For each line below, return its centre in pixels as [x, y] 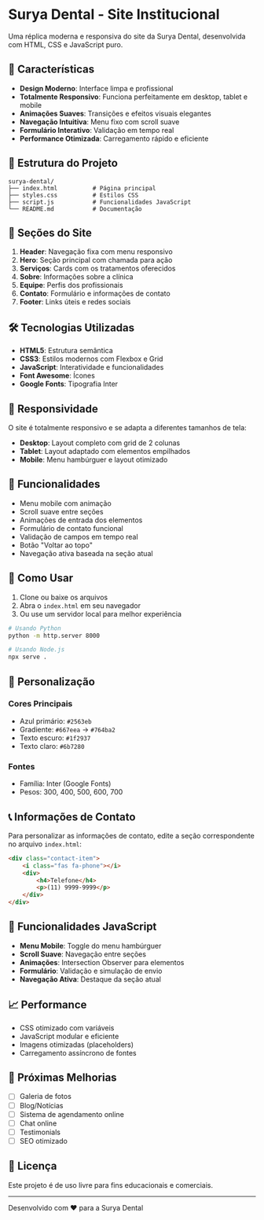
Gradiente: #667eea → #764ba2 [67, 729]
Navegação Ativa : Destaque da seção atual [90, 979]
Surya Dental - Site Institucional [114, 15]
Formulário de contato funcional [71, 528]
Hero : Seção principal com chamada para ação [96, 260]
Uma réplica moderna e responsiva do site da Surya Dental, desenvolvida [127, 36]
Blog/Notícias [41, 1105]
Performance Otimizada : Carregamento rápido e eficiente [114, 138]
